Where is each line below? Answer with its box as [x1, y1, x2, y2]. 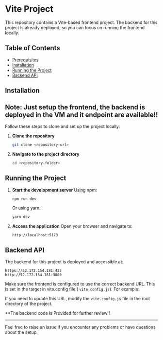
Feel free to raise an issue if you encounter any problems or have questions [5, 324, 156, 330]
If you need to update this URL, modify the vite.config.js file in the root [5, 296, 150, 302]
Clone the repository [12, 133, 55, 139]
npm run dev [12, 196, 36, 201]
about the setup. [5, 329, 38, 335]
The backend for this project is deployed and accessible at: [5, 259, 124, 265]
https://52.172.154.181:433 [5, 268, 62, 273]
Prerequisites [12, 57, 39, 63]
